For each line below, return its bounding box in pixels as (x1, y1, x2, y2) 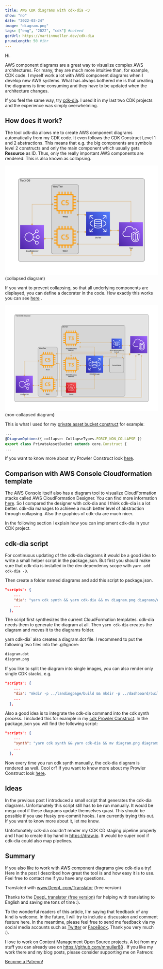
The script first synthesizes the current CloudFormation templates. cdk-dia (5, 616, 154, 623)
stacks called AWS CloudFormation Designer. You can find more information (5, 495, 157, 501)
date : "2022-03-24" (5, 18, 45, 23)
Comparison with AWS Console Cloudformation (5, 469, 152, 478)
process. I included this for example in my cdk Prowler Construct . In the (5, 715, 148, 721)
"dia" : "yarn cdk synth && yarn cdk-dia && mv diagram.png (14, 597, 136, 602)
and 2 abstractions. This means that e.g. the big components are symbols (5, 140, 152, 146)
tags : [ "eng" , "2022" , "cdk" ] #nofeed (5, 28, 83, 34)
